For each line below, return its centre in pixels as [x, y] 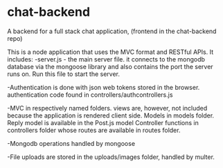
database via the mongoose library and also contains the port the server [110, 66]
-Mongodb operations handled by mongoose [71, 143]
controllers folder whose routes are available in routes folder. [94, 130]
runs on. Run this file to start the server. [63, 74]
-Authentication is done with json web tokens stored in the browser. [104, 87]
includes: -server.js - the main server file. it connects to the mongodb [106, 59]
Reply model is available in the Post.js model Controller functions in [103, 122]
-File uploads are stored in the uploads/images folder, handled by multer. [111, 157]
